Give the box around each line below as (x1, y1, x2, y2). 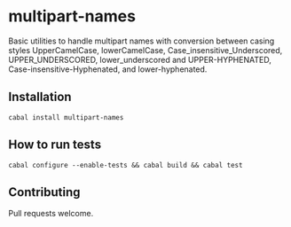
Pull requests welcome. (8, 208, 94, 219)
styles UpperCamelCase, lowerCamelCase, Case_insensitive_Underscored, (8, 44, 283, 55)
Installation (8, 90, 72, 105)
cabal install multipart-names (8, 113, 124, 121)
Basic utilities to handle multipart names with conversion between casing (8, 35, 275, 46)
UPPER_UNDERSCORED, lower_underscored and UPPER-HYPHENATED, (8, 54, 271, 65)
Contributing (8, 184, 81, 200)
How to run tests (8, 137, 102, 153)
